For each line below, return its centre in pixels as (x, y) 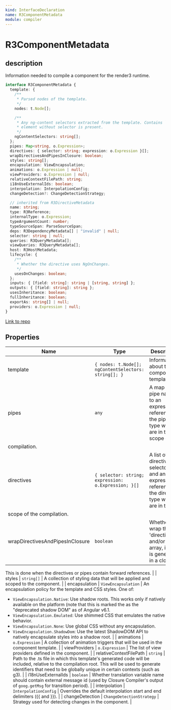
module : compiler (24, 19)
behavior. (22, 621)
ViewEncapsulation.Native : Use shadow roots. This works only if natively (89, 599)
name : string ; (25, 207)
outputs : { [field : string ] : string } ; (52, 288)
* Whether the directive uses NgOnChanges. (63, 264)
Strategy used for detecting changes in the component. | (72, 702)
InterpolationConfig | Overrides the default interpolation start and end (87, 691)
